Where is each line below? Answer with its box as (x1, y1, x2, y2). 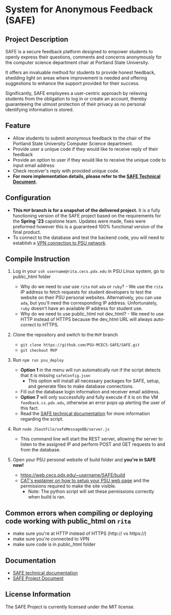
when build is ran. (28, 494, 66, 500)
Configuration (5, 193, 51, 202)
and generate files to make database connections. (28, 383, 134, 389)
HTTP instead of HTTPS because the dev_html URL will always (20, 316, 153, 323)
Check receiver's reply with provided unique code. (12, 168, 120, 174)
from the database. (20, 447, 61, 453)
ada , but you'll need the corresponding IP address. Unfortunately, (20, 300, 158, 306)
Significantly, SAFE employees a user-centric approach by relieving (5, 90, 147, 96)
